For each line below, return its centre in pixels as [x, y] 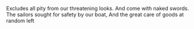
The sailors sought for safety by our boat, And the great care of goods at [95, 14]
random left [20, 21]
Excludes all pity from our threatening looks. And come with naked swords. [98, 8]
